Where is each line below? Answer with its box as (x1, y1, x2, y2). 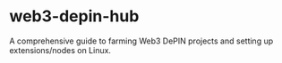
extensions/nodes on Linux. (9, 44, 112, 55)
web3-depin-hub (9, 6, 140, 27)
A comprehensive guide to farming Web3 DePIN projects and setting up (9, 35, 274, 46)
